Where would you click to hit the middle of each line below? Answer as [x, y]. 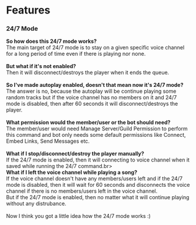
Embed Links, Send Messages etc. [48, 141]
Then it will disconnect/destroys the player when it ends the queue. [88, 73]
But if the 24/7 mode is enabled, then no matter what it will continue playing [98, 197]
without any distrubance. [36, 204]
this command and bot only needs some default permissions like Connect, [96, 135]
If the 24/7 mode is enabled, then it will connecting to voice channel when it [98, 160]
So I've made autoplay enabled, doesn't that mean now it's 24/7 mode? [95, 85]
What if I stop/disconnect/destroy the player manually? [75, 154]
